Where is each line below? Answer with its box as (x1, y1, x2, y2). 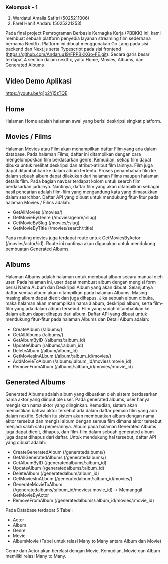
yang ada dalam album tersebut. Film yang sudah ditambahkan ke (14, 305, 150, 311)
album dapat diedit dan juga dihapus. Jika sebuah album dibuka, (21, 295, 154, 301)
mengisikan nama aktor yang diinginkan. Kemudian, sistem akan (5, 402, 138, 408)
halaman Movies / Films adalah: (5, 199, 70, 205)
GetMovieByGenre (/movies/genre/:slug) (12, 214, 97, 220)
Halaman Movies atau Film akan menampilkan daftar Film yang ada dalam (5, 146, 157, 152)
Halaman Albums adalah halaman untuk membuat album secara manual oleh (5, 273, 163, 280)
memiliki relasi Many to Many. (5, 553, 67, 559)
